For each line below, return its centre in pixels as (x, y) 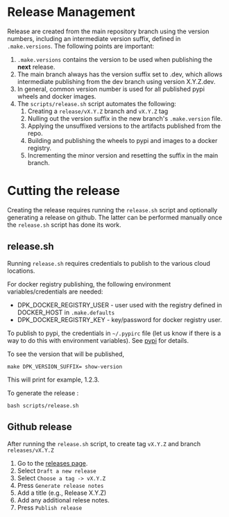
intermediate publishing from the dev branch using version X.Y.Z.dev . (116, 81)
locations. (21, 271)
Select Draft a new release (57, 471)
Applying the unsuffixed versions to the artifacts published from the (124, 126)
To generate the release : (43, 393)
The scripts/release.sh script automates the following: (97, 103)
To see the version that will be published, (66, 354)
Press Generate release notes (60, 485)
